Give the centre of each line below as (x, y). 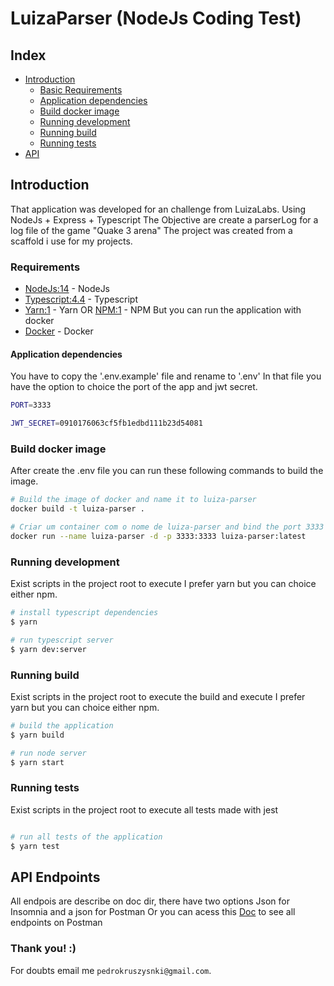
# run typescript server (62, 640)
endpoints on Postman (56, 923)
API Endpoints (55, 877)
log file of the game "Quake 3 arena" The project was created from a (151, 230)
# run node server (48, 753)
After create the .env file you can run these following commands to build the (167, 471)
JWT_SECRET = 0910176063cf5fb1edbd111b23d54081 (106, 423)
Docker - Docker (59, 331)
